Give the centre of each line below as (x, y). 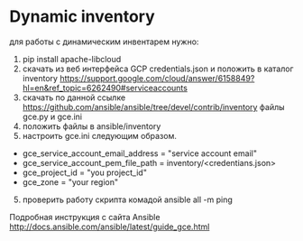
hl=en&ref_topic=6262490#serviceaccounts (105, 88)
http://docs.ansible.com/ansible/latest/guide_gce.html (110, 227)
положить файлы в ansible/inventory (92, 126)
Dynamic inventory (82, 17)
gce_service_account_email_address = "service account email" (139, 153)
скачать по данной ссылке (74, 97)
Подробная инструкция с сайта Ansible (85, 217)
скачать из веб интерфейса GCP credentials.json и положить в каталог (158, 69)
